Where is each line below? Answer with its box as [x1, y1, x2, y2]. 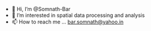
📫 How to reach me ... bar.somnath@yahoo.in [11, 18, 124, 25]
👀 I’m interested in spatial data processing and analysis [11, 12, 145, 19]
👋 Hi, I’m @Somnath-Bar [11, 6, 71, 12]
